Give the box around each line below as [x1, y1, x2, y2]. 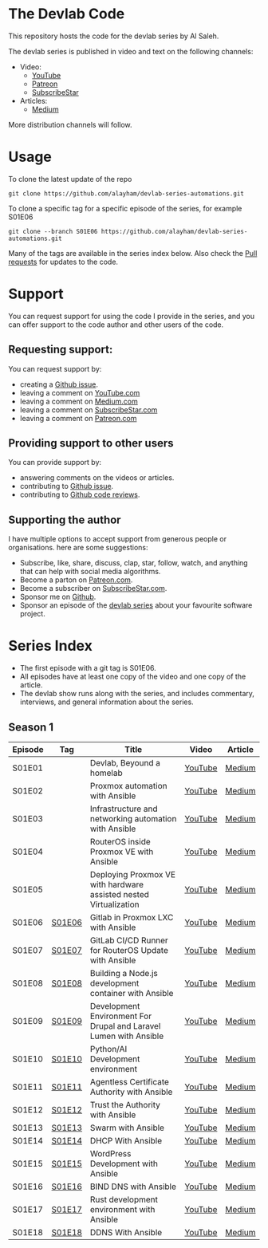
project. [19, 609, 45, 619]
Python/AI [89, 1044, 128, 1054]
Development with [89, 1158, 158, 1169]
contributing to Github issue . [19, 482, 114, 491]
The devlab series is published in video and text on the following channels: [8, 46, 254, 56]
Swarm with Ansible [89, 1122, 165, 1133]
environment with [89, 1204, 156, 1215]
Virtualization [89, 899, 140, 910]
